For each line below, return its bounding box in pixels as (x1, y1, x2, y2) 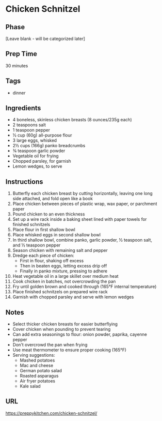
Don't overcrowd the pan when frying (12, 342, 88, 348)
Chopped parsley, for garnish (12, 158, 71, 164)
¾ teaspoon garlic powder (12, 148, 65, 154)
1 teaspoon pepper (12, 127, 50, 133)
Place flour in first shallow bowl (12, 227, 76, 232)
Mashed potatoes (19, 357, 55, 364)
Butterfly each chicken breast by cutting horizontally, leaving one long (12, 191, 153, 196)
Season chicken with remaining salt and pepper (12, 248, 108, 253)
